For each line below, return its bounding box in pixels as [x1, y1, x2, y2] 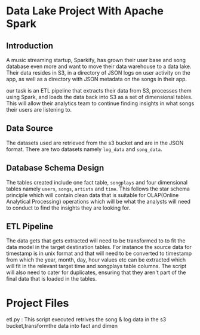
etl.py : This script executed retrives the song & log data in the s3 [6, 316, 167, 323]
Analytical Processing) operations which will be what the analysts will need [6, 198, 191, 205]
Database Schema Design [6, 163, 104, 173]
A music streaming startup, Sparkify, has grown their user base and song [6, 57, 186, 63]
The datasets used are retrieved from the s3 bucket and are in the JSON [6, 139, 184, 146]
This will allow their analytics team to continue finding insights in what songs [6, 100, 195, 107]
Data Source [6, 124, 53, 134]
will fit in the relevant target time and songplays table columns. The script [6, 263, 187, 270]
